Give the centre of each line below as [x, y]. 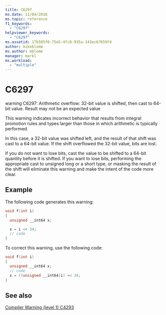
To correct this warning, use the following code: [54, 248]
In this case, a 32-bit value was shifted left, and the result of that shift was [81, 138]
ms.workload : [19, 61]
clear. [11, 175]
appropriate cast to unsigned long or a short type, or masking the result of [81, 164]
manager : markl [21, 56]
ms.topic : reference [27, 19]
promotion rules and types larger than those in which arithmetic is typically [81, 124]
